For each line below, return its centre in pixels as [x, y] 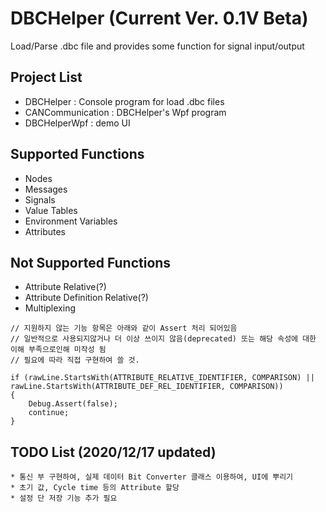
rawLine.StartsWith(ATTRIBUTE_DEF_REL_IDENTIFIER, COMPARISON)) [147, 387]
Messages [46, 189]
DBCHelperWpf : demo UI [77, 123]
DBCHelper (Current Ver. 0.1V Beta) [159, 18]
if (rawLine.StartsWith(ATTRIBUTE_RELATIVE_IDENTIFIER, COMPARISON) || [162, 378]
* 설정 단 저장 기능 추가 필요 [64, 498]
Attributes [45, 231]
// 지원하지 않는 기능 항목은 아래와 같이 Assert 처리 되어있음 [124, 328]
